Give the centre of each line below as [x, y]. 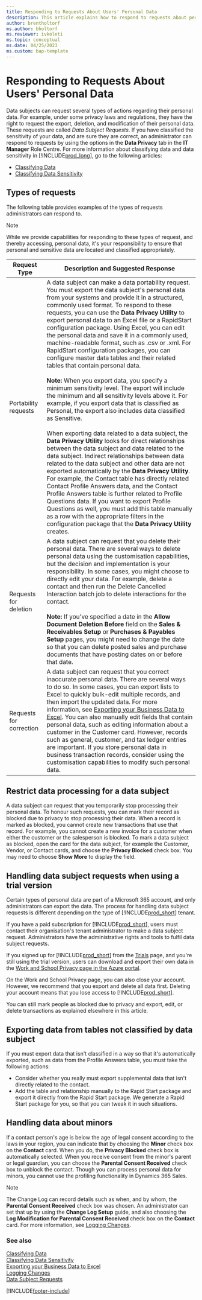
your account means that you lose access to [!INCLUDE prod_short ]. [90, 993]
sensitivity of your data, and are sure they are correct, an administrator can [99, 136]
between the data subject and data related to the [115, 448]
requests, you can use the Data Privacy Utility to [116, 313]
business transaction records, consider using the [115, 754]
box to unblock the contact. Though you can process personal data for [94, 1169]
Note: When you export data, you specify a [107, 380]
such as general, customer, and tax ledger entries [116, 739]
